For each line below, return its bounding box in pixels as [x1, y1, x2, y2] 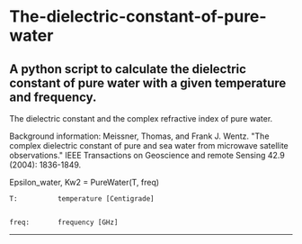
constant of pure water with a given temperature [9, 75, 287, 91]
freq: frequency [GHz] [9, 218, 119, 227]
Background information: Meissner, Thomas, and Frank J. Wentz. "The [9, 131, 270, 141]
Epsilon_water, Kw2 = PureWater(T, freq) [9, 177, 160, 187]
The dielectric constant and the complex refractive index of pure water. [9, 113, 273, 123]
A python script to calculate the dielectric [9, 61, 247, 77]
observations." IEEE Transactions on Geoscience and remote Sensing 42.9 [9, 150, 285, 160]
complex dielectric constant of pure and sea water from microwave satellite [9, 140, 289, 150]
